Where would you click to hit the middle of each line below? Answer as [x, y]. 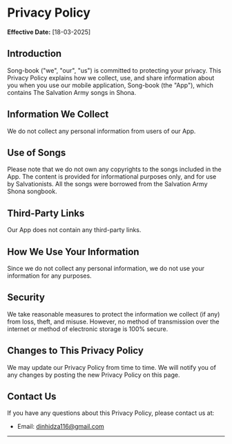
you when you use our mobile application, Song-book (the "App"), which [110, 85]
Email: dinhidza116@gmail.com [61, 427]
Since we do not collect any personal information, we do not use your [106, 268]
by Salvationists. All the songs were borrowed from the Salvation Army [107, 184]
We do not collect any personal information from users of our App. [101, 131]
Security [26, 298]
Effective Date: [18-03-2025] [49, 32]
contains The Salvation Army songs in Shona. [72, 92]
